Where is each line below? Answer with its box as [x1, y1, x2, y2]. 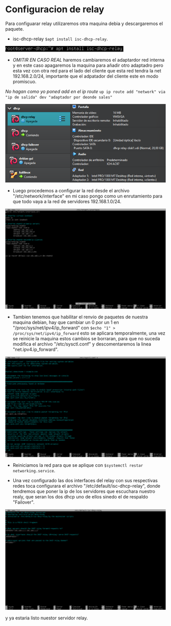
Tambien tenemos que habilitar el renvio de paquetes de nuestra [12, 314, 148, 320]
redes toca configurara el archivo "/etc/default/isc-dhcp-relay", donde [12, 483, 160, 489]
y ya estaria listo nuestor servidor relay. [5, 615, 88, 621]
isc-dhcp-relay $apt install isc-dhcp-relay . [12, 36, 108, 42]
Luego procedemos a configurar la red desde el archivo [12, 187, 130, 193]
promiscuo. [12, 78, 37, 85]
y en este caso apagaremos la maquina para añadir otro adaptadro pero [12, 62, 164, 68]
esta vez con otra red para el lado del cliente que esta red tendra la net [12, 67, 161, 73]
